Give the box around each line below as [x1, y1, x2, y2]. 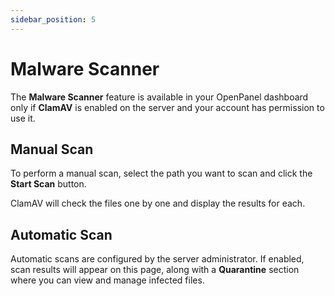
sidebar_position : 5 [10, 14, 97, 25]
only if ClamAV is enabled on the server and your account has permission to [10, 101, 325, 113]
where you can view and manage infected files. [10, 274, 205, 286]
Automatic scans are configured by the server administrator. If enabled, [10, 253, 305, 265]
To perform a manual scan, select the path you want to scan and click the [10, 167, 313, 180]
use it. [10, 112, 36, 124]
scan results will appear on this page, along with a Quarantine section [10, 264, 300, 276]
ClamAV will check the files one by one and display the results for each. [10, 197, 306, 210]
